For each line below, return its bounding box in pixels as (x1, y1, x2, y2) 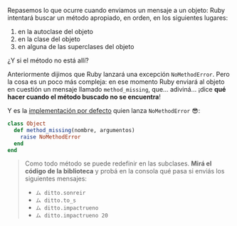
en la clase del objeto (17, 35, 80, 43)
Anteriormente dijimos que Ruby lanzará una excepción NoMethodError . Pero (7, 70, 230, 78)
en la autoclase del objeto (17, 28, 94, 36)
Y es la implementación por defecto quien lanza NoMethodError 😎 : (7, 107, 201, 114)
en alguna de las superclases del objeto (17, 43, 135, 50)
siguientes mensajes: (24, 174, 88, 183)
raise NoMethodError (20, 133, 81, 141)
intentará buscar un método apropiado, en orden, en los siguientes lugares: (7, 14, 228, 22)
